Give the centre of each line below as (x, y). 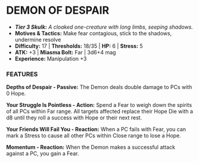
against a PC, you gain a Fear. (43, 153)
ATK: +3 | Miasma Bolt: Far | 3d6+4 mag (65, 52)
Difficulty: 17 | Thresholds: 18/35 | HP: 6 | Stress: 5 (79, 46)
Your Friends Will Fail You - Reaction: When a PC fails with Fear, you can (96, 130)
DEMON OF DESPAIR (58, 10)
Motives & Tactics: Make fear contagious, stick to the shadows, (93, 33)
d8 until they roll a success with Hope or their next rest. (74, 118)
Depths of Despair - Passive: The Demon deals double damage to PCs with (99, 87)
